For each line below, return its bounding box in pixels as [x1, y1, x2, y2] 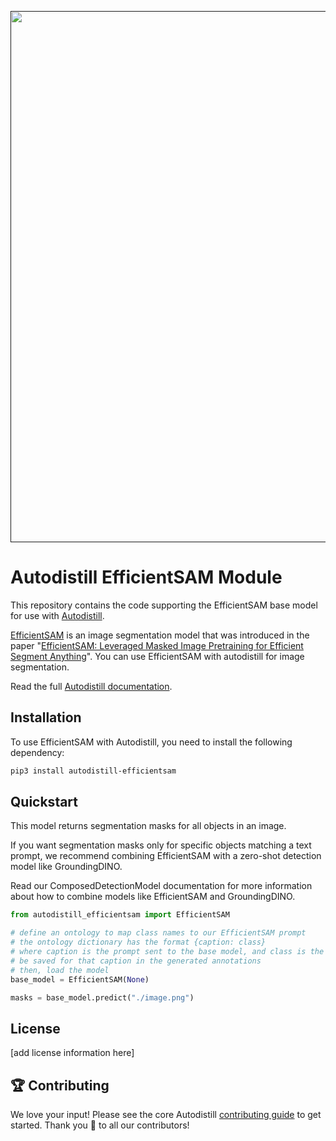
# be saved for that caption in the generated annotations [10, 956, 262, 966]
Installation [10, 709, 82, 726]
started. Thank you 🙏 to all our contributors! [10, 1119, 190, 1131]
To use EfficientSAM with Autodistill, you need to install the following [10, 736, 293, 748]
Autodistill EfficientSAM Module [10, 566, 283, 589]
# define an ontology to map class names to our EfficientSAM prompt [10, 928, 307, 938]
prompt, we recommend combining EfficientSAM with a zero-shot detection [10, 850, 322, 862]
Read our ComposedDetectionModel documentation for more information [10, 880, 313, 892]
